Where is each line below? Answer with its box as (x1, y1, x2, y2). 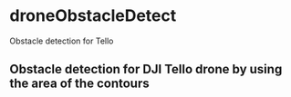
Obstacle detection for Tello (9, 35, 114, 46)
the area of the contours (9, 76, 150, 92)
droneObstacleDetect (9, 5, 177, 26)
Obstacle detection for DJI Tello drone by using (9, 62, 283, 77)
